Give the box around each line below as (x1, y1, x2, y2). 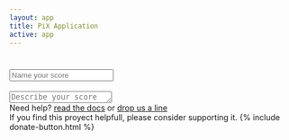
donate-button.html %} (9, 122, 95, 133)
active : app (9, 30, 54, 39)
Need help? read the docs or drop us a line (9, 102, 168, 113)
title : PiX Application (9, 22, 99, 31)
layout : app (9, 13, 54, 22)
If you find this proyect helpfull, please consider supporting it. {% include (9, 112, 281, 123)
